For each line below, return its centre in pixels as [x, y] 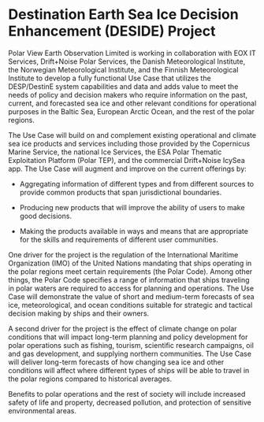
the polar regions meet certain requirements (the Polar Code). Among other [130, 271]
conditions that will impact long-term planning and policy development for [128, 337]
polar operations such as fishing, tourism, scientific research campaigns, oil [131, 345]
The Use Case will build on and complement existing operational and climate [132, 135]
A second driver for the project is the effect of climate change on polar [123, 328]
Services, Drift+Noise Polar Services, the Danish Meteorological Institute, [127, 61]
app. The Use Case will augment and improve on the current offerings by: [127, 168]
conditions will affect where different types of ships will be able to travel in [129, 370]
